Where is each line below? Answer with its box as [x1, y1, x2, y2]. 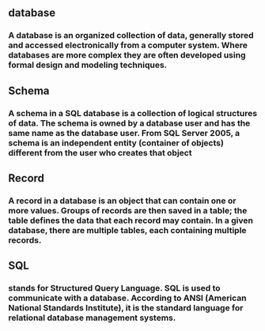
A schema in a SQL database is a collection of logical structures [8, 107, 258, 118]
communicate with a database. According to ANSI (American [8, 292, 247, 303]
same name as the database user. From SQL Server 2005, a [8, 127, 240, 138]
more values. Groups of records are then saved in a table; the [8, 205, 248, 216]
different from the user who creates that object [8, 147, 192, 158]
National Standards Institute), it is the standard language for [8, 303, 244, 314]
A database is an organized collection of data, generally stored [8, 30, 255, 41]
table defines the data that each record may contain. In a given [8, 215, 253, 226]
